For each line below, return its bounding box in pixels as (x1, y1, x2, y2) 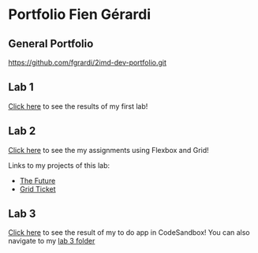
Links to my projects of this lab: (8, 160, 110, 170)
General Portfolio (8, 37, 94, 50)
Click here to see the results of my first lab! (8, 101, 148, 111)
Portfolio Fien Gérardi (8, 6, 151, 24)
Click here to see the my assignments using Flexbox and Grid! (8, 145, 209, 154)
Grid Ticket (19, 184, 57, 194)
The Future (19, 176, 56, 185)
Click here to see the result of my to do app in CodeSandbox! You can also (8, 228, 250, 237)
